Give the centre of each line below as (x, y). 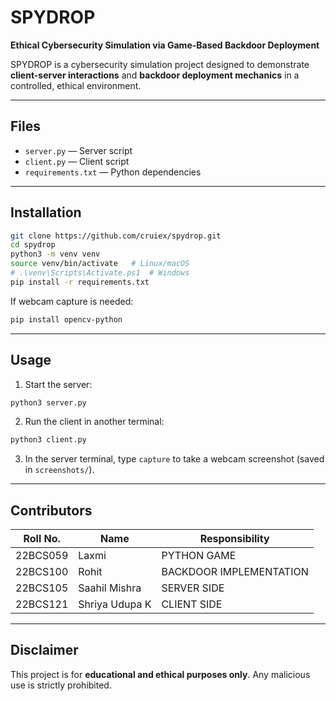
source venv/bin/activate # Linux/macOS (100, 264)
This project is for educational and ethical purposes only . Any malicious (160, 674)
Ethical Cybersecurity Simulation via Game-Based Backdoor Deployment (165, 45)
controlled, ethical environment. (76, 85)
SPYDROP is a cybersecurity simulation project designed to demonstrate (160, 64)
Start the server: (58, 384)
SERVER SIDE (193, 588)
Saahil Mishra (110, 588)
